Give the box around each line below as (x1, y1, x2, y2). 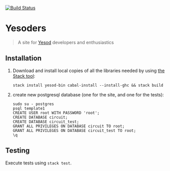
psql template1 (12, 106, 45, 111)
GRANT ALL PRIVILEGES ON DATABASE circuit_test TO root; (12, 128, 136, 133)
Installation (5, 54, 42, 63)
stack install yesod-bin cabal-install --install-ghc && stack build (12, 83, 164, 88)
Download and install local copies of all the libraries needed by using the (12, 67, 165, 74)
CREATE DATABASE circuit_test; (12, 119, 79, 124)
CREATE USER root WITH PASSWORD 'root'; (12, 110, 100, 115)
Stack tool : (12, 73, 36, 79)
